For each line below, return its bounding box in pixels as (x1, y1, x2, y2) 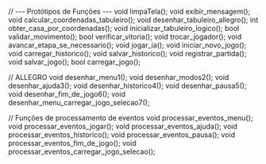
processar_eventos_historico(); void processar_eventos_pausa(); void (8, 130, 236, 139)
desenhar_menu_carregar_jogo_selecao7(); (8, 98, 150, 107)
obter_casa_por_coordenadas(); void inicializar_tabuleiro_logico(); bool (8, 24, 240, 32)
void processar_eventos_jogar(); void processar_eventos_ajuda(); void (8, 122, 238, 131)
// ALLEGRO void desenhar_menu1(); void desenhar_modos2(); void (8, 73, 229, 82)
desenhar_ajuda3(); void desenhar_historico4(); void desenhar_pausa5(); (8, 81, 248, 90)
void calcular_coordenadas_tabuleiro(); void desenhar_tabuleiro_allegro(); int (8, 15, 259, 25)
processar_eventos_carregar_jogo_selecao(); (8, 147, 156, 156)
